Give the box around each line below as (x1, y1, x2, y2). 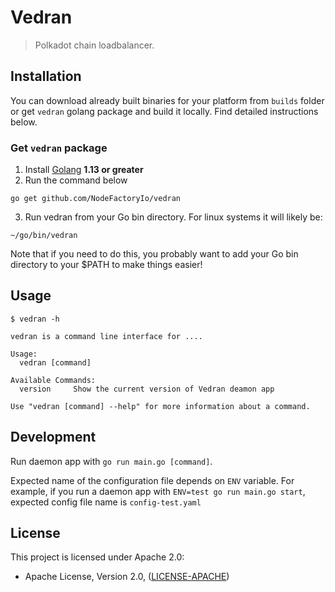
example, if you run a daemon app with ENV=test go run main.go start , (10, 485, 306, 497)
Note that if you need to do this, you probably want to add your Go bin (10, 248, 299, 260)
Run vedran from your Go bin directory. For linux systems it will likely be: (24, 211, 323, 223)
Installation (10, 68, 82, 85)
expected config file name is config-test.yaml (10, 496, 202, 508)
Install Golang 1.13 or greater (24, 164, 144, 176)
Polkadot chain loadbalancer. (34, 39, 155, 51)
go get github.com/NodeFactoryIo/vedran (10, 194, 182, 204)
